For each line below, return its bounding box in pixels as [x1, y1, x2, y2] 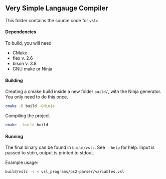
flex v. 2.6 [12, 55, 33, 61]
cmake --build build [5, 123, 49, 128]
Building [5, 77, 23, 83]
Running [5, 133, 24, 139]
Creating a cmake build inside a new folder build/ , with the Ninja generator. [5, 88, 161, 95]
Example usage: [5, 159, 39, 165]
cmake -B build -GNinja [5, 104, 55, 109]
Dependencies [5, 29, 37, 35]
